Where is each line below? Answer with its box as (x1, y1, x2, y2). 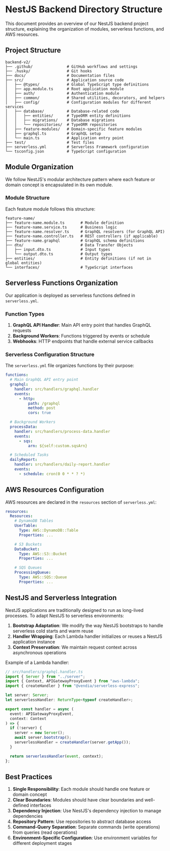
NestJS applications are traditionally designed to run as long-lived (5, 607, 144, 613)
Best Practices (5, 772, 52, 781)
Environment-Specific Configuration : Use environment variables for (12, 835, 158, 841)
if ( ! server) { (10, 726, 42, 731)
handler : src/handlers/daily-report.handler (14, 462, 110, 467)
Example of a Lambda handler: (5, 659, 70, 665)
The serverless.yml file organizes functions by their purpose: (5, 363, 134, 369)
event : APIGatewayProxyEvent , (10, 711, 74, 716)
